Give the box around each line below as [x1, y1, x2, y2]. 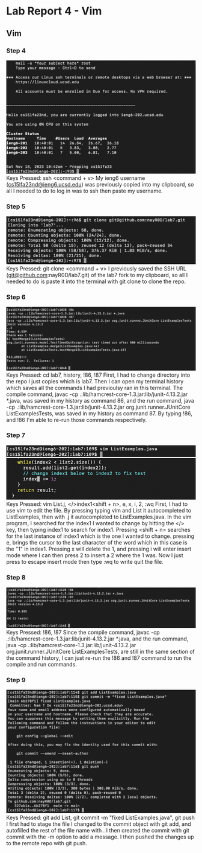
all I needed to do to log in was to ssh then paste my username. [6, 187, 164, 194]
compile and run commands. [6, 660, 77, 668]
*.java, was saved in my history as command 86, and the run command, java [6, 397, 194, 404]
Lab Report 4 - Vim [6, 4, 102, 18]
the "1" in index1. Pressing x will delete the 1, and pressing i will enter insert [6, 545, 192, 553]
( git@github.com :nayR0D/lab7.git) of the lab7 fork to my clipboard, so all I [6, 271, 188, 278]
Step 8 [6, 573, 26, 582]
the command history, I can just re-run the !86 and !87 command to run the [6, 654, 192, 662]
